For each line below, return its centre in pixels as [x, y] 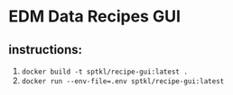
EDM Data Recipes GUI [95, 17]
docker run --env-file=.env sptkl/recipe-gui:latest [123, 82]
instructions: [46, 50]
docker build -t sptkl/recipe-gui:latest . [105, 72]
